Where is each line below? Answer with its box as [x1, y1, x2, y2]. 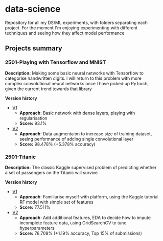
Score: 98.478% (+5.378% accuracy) [19, 141, 95, 147]
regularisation [19, 115, 47, 121]
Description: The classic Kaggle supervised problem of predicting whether [5, 164, 157, 170]
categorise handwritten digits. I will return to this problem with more [5, 75, 142, 81]
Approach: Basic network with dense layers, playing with [19, 110, 136, 116]
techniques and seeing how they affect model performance [5, 30, 125, 36]
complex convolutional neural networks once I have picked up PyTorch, [5, 80, 149, 86]
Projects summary [5, 44, 63, 52]
